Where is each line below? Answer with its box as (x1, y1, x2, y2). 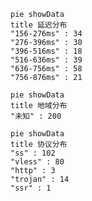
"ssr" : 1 (10, 183, 52, 193)
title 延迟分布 (10, 20, 68, 30)
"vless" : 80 (10, 157, 65, 167)
